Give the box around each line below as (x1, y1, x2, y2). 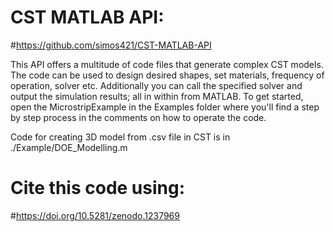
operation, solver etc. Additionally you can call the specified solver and (10, 79, 303, 91)
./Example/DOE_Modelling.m (10, 141, 128, 153)
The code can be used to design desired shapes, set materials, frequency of (10, 69, 325, 81)
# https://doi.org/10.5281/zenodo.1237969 (10, 209, 180, 221)
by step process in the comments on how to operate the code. (10, 111, 267, 123)
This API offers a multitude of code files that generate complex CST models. (10, 58, 324, 70)
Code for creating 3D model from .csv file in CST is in (10, 131, 231, 143)
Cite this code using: (10, 177, 186, 200)
